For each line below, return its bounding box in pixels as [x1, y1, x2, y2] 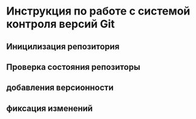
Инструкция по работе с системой [6, 4, 191, 18]
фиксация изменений [6, 103, 93, 114]
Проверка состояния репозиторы [6, 62, 140, 72]
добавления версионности [6, 83, 114, 93]
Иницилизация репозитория [6, 41, 120, 52]
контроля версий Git [6, 17, 115, 31]
